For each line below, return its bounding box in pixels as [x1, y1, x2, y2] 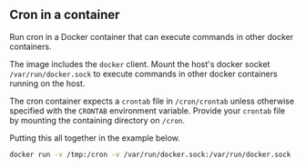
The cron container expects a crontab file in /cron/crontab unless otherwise [9, 95, 294, 106]
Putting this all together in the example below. [9, 132, 180, 143]
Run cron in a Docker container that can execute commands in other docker [9, 31, 294, 42]
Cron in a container [9, 7, 120, 23]
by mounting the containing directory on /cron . [9, 114, 185, 125]
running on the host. [9, 77, 86, 89]
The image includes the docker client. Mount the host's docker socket [9, 58, 270, 69]
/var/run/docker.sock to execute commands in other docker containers [9, 68, 278, 79]
